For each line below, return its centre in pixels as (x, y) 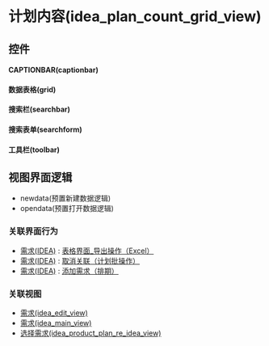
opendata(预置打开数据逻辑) (67, 209)
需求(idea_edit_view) (54, 313)
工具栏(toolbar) (34, 150)
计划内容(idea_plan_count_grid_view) (135, 17)
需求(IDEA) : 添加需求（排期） (69, 271)
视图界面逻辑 (40, 177)
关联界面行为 (34, 231)
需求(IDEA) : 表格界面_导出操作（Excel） (87, 251)
